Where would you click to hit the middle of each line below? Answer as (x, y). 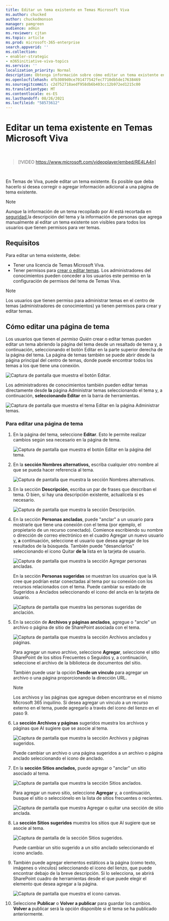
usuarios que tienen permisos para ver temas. (53, 227)
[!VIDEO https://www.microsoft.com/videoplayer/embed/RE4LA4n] (87, 162)
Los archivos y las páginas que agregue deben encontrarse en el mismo (88, 697)
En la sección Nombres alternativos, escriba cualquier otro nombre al (86, 465)
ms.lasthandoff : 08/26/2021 (35, 98)
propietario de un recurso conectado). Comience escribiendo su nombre (88, 530)
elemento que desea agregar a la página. (55, 884)
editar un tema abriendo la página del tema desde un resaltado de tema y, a (84, 344)
